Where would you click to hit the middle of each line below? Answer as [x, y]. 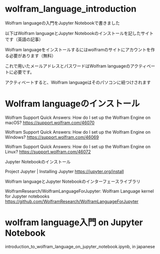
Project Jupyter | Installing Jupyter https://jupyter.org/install [65, 171]
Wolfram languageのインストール [73, 104]
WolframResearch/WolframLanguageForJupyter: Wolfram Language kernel [80, 191]
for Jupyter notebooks [27, 196]
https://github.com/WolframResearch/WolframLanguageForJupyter [72, 201]
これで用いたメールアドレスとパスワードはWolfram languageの [68, 66]
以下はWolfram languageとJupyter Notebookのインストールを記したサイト [79, 33]
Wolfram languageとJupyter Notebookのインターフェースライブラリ [73, 181]
